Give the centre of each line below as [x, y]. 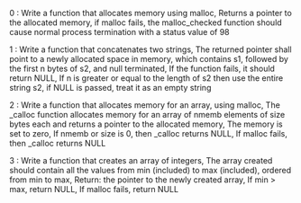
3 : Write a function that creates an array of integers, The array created [141, 160]
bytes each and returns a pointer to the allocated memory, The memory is [146, 124]
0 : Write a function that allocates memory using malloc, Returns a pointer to [151, 13]
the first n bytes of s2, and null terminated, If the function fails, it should [142, 68]
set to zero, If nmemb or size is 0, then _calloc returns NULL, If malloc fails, [149, 133]
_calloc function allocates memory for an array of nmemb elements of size [147, 115]
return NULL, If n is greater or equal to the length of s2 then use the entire [146, 78]
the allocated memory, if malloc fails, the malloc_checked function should [146, 22]
